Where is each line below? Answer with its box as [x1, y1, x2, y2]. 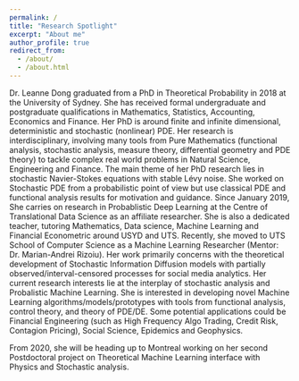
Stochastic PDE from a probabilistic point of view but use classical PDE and [9, 182, 287, 193]
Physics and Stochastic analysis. [9, 361, 129, 372]
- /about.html [17, 63, 70, 72]
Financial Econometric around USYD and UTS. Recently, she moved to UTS [9, 230, 286, 241]
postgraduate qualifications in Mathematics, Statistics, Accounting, [9, 106, 256, 117]
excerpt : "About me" [9, 30, 87, 38]
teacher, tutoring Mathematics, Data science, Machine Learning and [9, 220, 259, 231]
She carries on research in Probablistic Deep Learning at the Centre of [9, 201, 269, 212]
